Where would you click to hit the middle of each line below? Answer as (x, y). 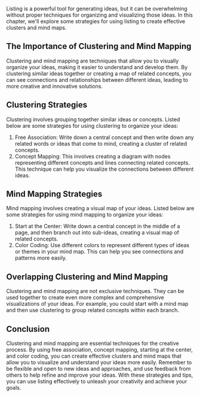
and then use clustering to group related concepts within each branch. (93, 310)
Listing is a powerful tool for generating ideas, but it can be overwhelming (97, 9)
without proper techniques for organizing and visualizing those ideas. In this (99, 15)
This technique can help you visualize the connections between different (104, 169)
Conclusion (28, 329)
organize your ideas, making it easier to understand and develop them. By (97, 67)
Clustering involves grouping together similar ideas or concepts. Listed (93, 119)
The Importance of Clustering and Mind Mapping (99, 46)
